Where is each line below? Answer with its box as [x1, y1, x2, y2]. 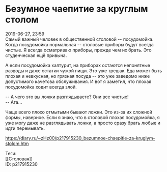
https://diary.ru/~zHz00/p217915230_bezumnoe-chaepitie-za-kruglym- [5, 135, 155, 141]
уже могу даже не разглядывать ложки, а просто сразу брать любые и [5, 120, 160, 126]
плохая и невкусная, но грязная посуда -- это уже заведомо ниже [5, 73, 150, 79]
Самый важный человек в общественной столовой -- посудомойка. [5, 36, 154, 42]
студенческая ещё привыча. [5, 52, 67, 59]
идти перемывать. [5, 125, 45, 131]
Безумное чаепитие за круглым [5, 3, 149, 15]
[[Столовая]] [5, 156, 33, 162]
